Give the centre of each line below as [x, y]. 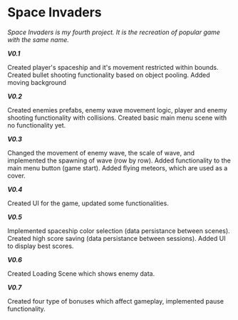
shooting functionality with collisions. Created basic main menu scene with [117, 118]
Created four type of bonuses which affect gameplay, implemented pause [116, 301]
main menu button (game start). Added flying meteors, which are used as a [118, 167]
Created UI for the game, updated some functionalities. [88, 203]
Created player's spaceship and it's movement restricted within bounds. [113, 67]
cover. [17, 175]
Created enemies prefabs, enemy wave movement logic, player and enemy [117, 110]
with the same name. [38, 39]
